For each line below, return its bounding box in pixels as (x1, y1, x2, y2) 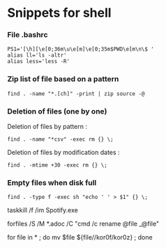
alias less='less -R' (7, 58, 70, 65)
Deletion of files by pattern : (7, 123, 87, 131)
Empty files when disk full (7, 178, 97, 187)
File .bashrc (7, 30, 48, 40)
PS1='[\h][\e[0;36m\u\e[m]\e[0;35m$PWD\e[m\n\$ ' (7, 46, 155, 53)
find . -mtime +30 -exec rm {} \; (7, 162, 108, 169)
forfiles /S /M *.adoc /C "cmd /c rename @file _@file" (7, 219, 159, 228)
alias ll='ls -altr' (7, 52, 68, 59)
